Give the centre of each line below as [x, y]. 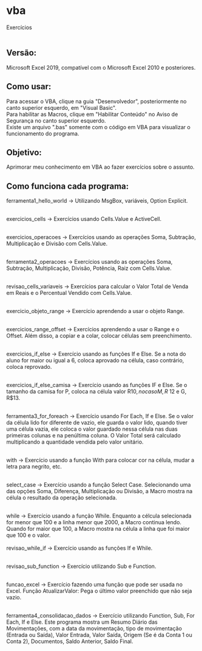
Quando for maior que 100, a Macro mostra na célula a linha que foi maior [98, 529]
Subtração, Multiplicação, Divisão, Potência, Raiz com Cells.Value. [89, 268]
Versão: [22, 53]
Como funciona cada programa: [68, 186]
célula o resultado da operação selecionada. [62, 498]
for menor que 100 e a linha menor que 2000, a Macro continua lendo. [94, 522]
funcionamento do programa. [43, 133]
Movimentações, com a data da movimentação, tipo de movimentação [94, 629]
